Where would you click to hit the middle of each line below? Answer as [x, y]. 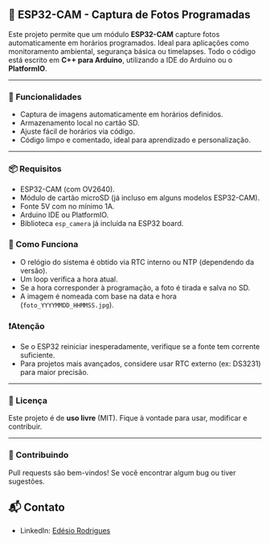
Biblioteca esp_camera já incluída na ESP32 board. [102, 224]
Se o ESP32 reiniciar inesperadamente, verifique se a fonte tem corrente [140, 346]
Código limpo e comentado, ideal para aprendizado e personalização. [135, 140]
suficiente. [37, 355]
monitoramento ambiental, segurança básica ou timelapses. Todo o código [132, 51]
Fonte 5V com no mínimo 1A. [67, 207]
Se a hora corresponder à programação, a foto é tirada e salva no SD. [135, 287]
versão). [34, 270]
